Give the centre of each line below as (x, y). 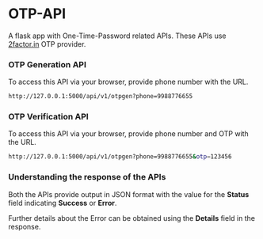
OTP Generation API (48, 64)
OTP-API (37, 14)
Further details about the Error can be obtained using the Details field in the (132, 218)
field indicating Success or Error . (63, 203)
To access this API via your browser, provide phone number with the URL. (128, 82)
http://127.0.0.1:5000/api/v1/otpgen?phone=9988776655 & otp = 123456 (120, 157)
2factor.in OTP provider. (47, 44)
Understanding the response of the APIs (87, 177)
